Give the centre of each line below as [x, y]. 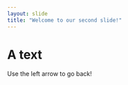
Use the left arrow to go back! [49, 74]
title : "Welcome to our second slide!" [65, 20]
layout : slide [28, 14]
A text [25, 55]
